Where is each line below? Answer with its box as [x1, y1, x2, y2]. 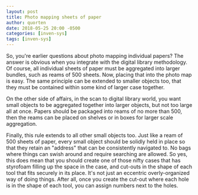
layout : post [6, 8, 38, 15]
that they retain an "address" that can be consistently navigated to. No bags [6, 144, 191, 151]
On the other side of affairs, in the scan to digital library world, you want [6, 95, 181, 102]
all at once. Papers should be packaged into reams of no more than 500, [6, 108, 182, 115]
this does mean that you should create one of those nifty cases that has [6, 157, 181, 164]
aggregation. [6, 121, 37, 127]
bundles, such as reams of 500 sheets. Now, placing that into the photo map [6, 71, 192, 78]
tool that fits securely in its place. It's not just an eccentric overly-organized [6, 170, 190, 176]
